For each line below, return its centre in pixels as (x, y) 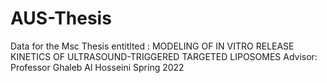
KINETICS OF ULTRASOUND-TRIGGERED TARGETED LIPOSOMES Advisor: (164, 56)
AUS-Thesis (61, 18)
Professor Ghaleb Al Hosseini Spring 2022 (97, 67)
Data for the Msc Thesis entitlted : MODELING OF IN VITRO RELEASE (152, 46)
